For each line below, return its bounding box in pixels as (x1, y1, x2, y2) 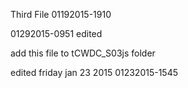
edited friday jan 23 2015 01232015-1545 (10, 67, 179, 78)
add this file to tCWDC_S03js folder (10, 47, 156, 59)
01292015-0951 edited (10, 28, 103, 39)
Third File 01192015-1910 (10, 9, 112, 20)
